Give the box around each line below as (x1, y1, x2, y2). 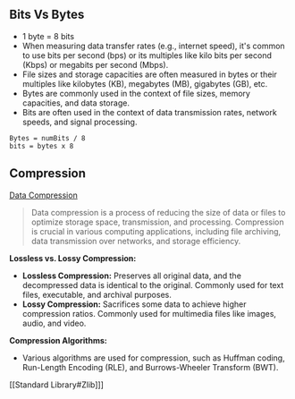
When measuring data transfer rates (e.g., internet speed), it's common (21, 40, 285, 51)
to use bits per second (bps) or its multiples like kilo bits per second (21, 49, 273, 61)
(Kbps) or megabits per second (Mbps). (21, 59, 169, 70)
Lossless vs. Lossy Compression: (9, 252, 137, 263)
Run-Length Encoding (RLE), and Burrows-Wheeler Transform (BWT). (21, 361, 279, 372)
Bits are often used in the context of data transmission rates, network (21, 106, 277, 117)
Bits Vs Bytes (9, 7, 85, 22)
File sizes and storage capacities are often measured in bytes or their (21, 69, 277, 80)
